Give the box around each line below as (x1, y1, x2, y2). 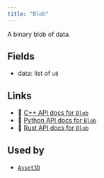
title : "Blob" (7, 10, 50, 18)
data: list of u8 (17, 69, 59, 78)
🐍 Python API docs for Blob (17, 116, 97, 125)
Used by (7, 144, 45, 156)
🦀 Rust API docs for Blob (17, 123, 89, 132)
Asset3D (17, 165, 40, 172)
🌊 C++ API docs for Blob (17, 109, 89, 117)
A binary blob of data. (7, 30, 71, 38)
